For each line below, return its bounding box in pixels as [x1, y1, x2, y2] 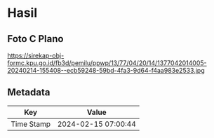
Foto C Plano [7, 33, 64, 45]
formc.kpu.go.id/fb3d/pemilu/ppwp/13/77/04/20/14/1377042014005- [7, 59, 207, 67]
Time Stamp [11, 119, 51, 129]
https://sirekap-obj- [7, 51, 65, 60]
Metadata [7, 86, 51, 99]
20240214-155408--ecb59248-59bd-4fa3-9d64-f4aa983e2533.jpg [7, 67, 205, 74]
